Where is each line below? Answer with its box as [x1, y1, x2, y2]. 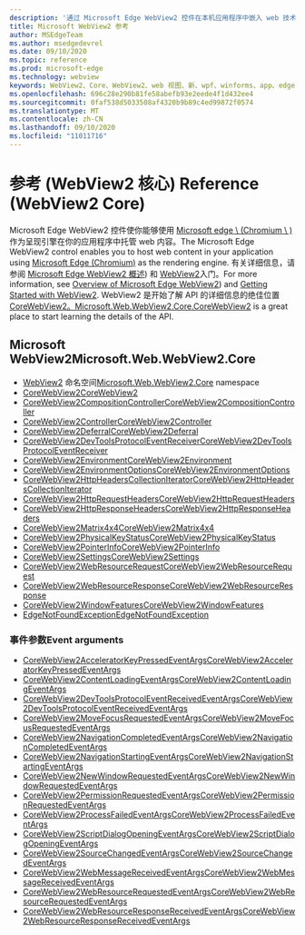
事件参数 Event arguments [9, 633, 124, 646]
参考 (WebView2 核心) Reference [9, 174, 260, 194]
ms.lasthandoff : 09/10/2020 [9, 124, 116, 133]
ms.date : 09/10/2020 [9, 47, 88, 56]
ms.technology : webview [9, 73, 100, 82]
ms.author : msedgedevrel [9, 38, 103, 48]
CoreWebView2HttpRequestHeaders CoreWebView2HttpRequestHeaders [22, 492, 295, 504]
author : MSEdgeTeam [9, 30, 84, 39]
